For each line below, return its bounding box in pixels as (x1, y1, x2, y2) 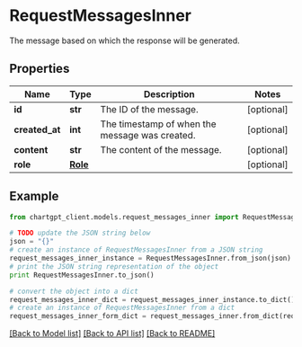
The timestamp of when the (100, 118, 218, 130)
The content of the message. (100, 143, 222, 156)
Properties (9, 61, 70, 76)
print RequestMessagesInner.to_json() (9, 271, 155, 280)
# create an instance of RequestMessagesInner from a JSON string (9, 245, 263, 254)
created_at (13, 123, 61, 136)
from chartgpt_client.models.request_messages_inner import (9, 212, 240, 221)
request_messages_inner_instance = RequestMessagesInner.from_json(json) (9, 254, 292, 263)
